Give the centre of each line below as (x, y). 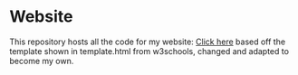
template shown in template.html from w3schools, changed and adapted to (149, 51)
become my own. (42, 61)
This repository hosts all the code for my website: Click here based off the (148, 42)
